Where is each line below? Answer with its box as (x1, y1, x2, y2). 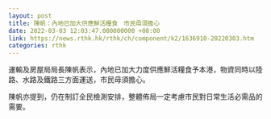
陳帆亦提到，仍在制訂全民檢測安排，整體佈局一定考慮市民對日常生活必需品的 (8, 92, 263, 101)
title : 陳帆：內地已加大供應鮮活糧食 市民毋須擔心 (8, 19, 160, 27)
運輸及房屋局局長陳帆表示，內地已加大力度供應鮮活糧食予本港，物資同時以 (8, 65, 256, 75)
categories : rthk (8, 42, 67, 50)
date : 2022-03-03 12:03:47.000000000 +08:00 (8, 27, 161, 35)
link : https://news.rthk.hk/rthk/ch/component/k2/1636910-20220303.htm (8, 34, 254, 43)
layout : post (8, 11, 52, 20)
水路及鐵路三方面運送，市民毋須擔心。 (22, 75, 150, 84)
